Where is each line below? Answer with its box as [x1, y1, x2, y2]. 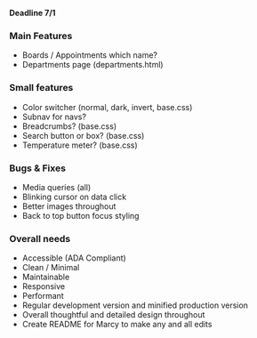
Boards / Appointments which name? [21, 50, 158, 60]
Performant [21, 291, 64, 302]
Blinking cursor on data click [21, 191, 127, 202]
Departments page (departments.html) [21, 60, 164, 70]
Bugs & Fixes [9, 162, 67, 174]
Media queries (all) [21, 181, 92, 192]
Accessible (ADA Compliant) [21, 253, 126, 263]
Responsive [21, 281, 65, 292]
